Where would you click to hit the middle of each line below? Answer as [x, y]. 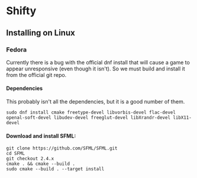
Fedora [17, 50]
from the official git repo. [36, 75]
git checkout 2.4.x [30, 159]
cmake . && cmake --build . [41, 164]
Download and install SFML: [41, 136]
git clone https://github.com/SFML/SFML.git [62, 148]
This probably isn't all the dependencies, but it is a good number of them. [96, 102]
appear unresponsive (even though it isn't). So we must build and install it [96, 69]
